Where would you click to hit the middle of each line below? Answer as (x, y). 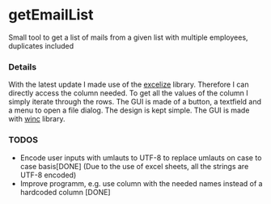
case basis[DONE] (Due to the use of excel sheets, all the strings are (134, 166)
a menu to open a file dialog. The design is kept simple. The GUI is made (129, 110)
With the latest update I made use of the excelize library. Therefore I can (129, 85)
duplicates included (41, 45)
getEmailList (51, 15)
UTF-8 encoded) (48, 175)
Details (23, 66)
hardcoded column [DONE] (65, 192)
